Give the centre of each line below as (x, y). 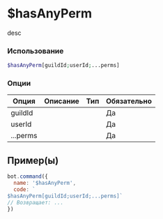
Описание (62, 101)
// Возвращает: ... (36, 202)
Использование (36, 51)
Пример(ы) (33, 160)
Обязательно (129, 101)
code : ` (25, 189)
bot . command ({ (28, 176)
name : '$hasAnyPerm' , (45, 183)
